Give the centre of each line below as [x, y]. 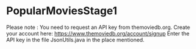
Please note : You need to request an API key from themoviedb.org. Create [98, 27]
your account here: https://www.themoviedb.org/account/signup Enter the [98, 33]
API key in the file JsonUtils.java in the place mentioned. [76, 40]
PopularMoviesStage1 [62, 11]
